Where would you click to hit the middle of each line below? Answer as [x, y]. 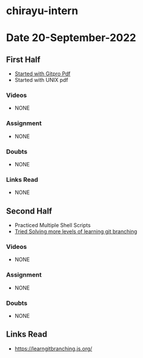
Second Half [29, 211]
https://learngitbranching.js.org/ [53, 349]
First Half [23, 59]
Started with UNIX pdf [41, 80]
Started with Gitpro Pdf [42, 74]
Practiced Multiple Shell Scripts [53, 225]
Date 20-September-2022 [71, 38]
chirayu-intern [42, 11]
